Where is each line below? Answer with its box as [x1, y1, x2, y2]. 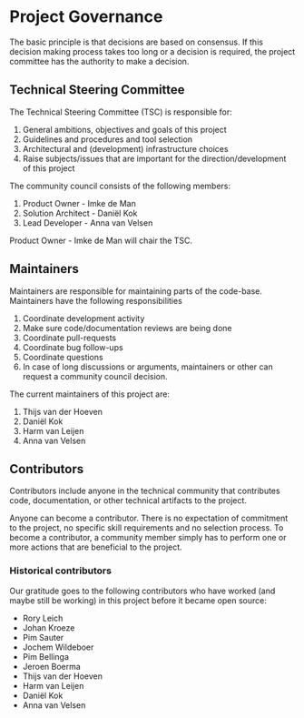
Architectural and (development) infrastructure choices [22, 143, 229, 154]
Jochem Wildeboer [22, 642, 94, 652]
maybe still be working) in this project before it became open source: [9, 594, 268, 606]
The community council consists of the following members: [9, 180, 231, 191]
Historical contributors [9, 564, 112, 577]
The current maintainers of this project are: [9, 389, 171, 399]
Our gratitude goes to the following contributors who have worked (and [9, 585, 276, 596]
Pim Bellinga [22, 651, 70, 662]
